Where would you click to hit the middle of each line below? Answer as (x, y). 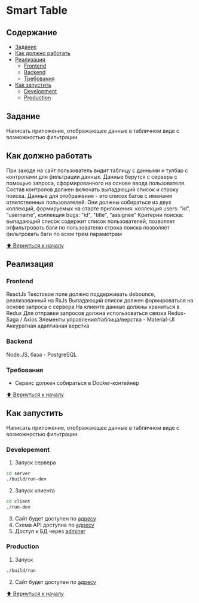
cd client (19, 501)
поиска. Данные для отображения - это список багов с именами (89, 195)
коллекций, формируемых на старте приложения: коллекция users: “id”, (98, 208)
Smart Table (37, 10)
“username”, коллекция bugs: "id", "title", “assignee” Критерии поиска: (95, 215)
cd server (19, 474)
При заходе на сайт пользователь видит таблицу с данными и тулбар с (97, 170)
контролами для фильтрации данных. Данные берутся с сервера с (92, 176)
